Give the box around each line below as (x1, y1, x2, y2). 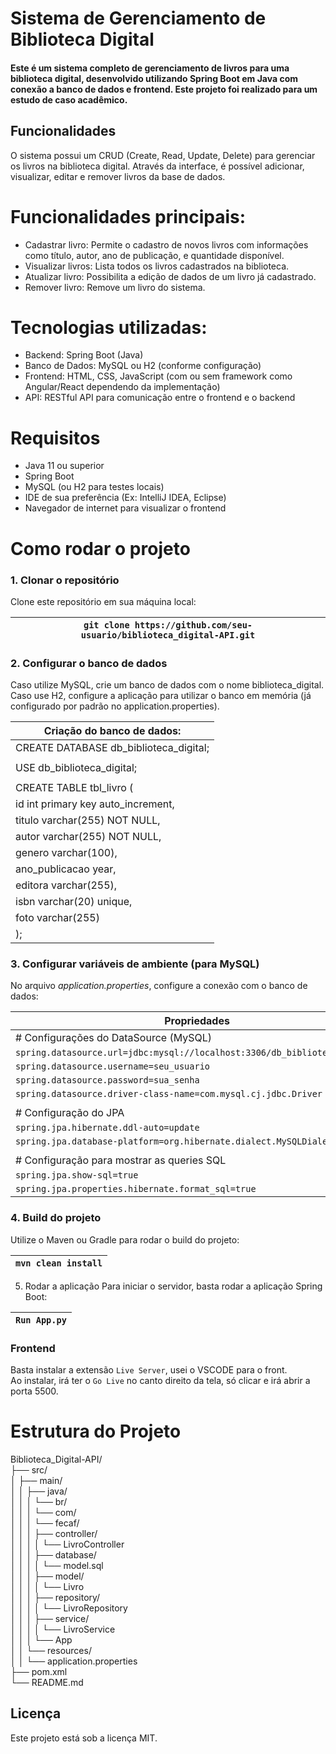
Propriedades (164, 1014, 230, 1028)
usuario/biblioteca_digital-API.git (80, 629, 256, 641)
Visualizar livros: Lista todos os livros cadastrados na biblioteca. (24, 260, 290, 272)
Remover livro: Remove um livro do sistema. (24, 281, 206, 293)
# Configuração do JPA (15, 1106, 125, 1120)
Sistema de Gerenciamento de (10, 7, 267, 30)
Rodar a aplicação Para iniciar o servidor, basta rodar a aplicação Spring (24, 1280, 323, 1292)
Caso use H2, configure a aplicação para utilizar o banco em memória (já (10, 690, 312, 702)
